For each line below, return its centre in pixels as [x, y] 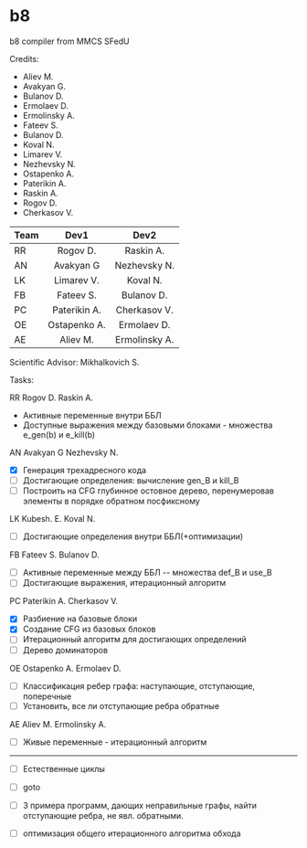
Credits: [24, 58]
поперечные [47, 696]
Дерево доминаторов [65, 650]
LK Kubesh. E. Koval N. [53, 519]
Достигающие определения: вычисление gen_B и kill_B [131, 480]
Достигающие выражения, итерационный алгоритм [124, 583]
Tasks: [22, 379]
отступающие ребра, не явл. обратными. [103, 815]
